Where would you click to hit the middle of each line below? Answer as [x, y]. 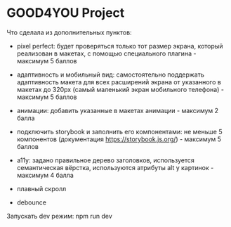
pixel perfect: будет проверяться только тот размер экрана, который [120, 46]
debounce [32, 202]
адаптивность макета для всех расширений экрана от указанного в [119, 82]
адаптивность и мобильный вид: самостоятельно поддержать [111, 74]
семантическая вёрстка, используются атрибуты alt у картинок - [115, 167]
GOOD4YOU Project [66, 13]
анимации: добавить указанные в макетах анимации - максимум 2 [118, 110]
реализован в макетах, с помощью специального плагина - [106, 53]
